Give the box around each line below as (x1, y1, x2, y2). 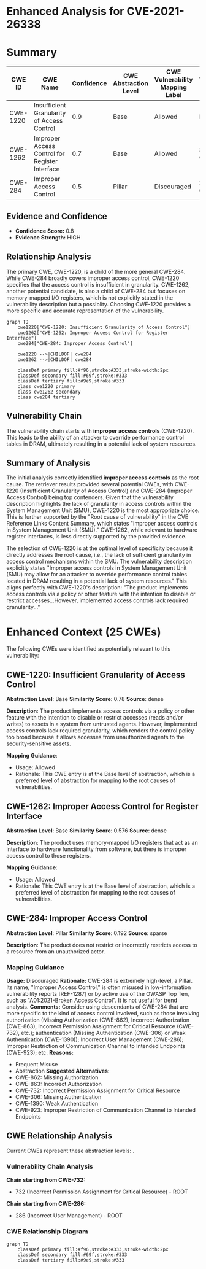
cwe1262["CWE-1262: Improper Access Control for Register (17, 330, 169, 336)
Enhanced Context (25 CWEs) (6, 625, 161, 639)
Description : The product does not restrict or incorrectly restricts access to (6, 941, 197, 949)
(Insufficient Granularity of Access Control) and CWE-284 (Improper (20, 487, 193, 495)
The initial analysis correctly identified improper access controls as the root (6, 474, 199, 481)
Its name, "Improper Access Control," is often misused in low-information (6, 984, 191, 991)
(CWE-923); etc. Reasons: (6, 1049, 74, 1057)
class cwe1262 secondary (17, 389, 81, 395)
